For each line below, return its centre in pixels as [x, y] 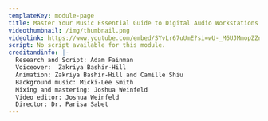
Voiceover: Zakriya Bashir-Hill [71, 68]
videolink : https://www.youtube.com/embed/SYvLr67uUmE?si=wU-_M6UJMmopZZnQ [137, 38]
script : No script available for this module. [87, 45]
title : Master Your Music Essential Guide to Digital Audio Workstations [134, 23]
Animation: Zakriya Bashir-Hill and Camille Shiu [99, 75]
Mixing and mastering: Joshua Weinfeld [82, 90]
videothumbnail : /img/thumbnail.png [69, 30]
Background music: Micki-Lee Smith [75, 82]
